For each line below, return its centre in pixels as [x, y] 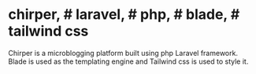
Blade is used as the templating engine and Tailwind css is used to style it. [128, 61]
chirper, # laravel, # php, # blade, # [124, 15]
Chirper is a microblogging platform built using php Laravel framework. [123, 53]
